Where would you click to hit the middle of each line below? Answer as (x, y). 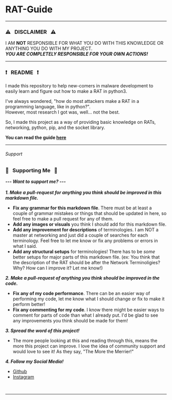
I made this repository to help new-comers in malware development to (79, 85)
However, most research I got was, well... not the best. (63, 112)
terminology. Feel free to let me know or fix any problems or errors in (85, 241)
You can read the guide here (36, 137)
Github (20, 372)
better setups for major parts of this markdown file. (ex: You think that (86, 257)
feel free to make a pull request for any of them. (63, 219)
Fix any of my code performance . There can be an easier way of (81, 294)
